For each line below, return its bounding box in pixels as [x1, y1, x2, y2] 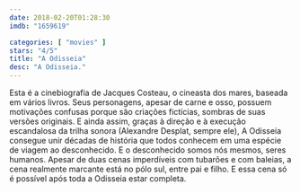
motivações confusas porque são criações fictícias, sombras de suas [9, 107, 266, 117]
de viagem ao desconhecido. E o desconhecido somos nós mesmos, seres [9, 145, 287, 155]
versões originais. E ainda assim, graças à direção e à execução [9, 116, 247, 127]
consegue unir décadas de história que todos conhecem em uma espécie [9, 136, 282, 145]
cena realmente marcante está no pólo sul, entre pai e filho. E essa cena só [9, 163, 287, 174]
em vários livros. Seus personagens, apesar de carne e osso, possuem [9, 97, 272, 108]
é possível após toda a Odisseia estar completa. [9, 173, 187, 184]
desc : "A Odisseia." [9, 63, 87, 72]
